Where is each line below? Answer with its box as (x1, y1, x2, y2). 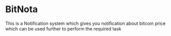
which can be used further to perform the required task (5, 25, 121, 31)
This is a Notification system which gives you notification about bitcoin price (5, 20, 166, 26)
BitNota (5, 4, 38, 15)
